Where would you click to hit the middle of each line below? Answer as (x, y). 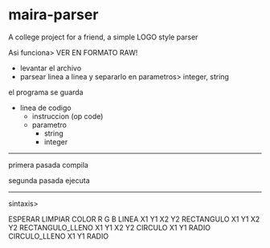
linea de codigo (45, 108)
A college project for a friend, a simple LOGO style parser (103, 37)
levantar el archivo (51, 68)
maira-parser (53, 15)
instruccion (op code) (67, 116)
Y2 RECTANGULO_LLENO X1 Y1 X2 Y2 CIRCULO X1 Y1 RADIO (110, 227)
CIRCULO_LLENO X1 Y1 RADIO (59, 236)
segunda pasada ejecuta (49, 180)
